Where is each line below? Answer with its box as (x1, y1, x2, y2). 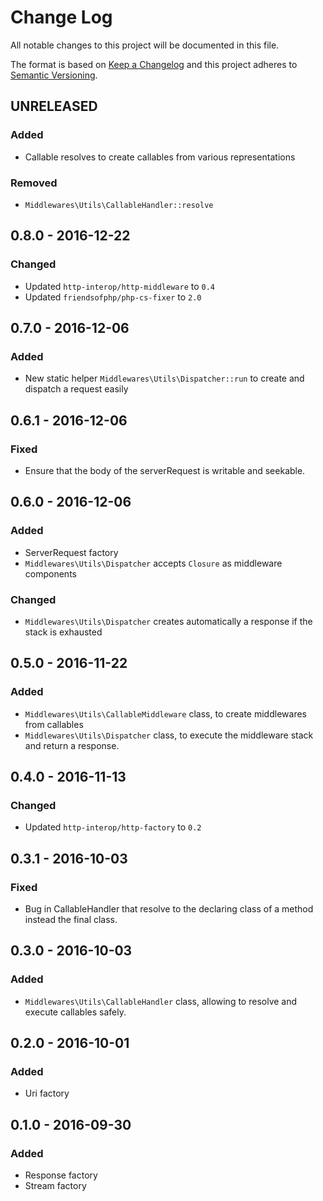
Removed (10, 176, 58, 190)
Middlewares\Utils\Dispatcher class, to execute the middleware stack (24, 729, 314, 741)
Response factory (24, 1169, 98, 1181)
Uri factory (24, 1087, 70, 1100)
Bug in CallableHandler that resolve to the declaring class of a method (24, 903, 314, 915)
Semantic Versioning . (10, 69, 98, 81)
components (24, 567, 77, 580)
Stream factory (24, 1180, 87, 1192)
